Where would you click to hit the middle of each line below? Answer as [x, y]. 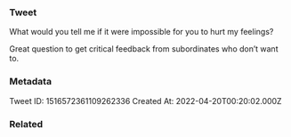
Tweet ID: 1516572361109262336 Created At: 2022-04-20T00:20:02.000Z [145, 101]
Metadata [30, 82]
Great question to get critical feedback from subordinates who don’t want [144, 49]
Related [26, 124]
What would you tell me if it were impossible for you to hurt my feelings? [141, 32]
